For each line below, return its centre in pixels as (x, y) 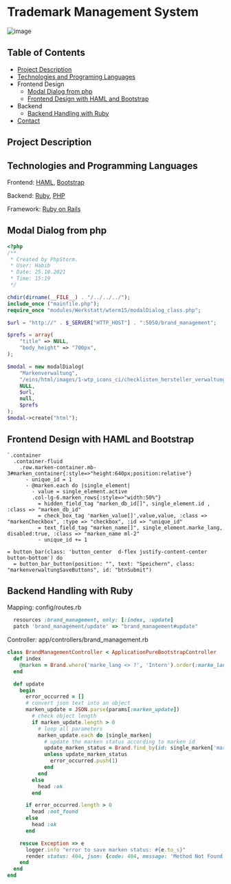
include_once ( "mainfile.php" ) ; (53, 304)
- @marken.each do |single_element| (78, 485)
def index (27, 659)
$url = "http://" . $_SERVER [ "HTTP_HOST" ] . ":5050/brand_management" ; (112, 322)
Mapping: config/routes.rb (44, 608)
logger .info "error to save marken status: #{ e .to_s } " (106, 850)
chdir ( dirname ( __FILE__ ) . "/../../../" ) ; (69, 297)
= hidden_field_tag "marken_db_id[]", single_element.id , (124, 504)
